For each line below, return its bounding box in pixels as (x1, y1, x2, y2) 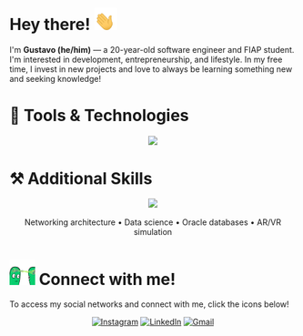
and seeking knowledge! (9, 73, 102, 84)
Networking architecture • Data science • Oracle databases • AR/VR (24, 217, 282, 228)
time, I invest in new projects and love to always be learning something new (9, 63, 293, 75)
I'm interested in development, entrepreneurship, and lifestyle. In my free (9, 54, 283, 65)
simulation (133, 227, 173, 238)
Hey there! (9, 14, 91, 35)
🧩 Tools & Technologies (9, 105, 189, 126)
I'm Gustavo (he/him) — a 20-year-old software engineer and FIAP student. (9, 44, 295, 55)
